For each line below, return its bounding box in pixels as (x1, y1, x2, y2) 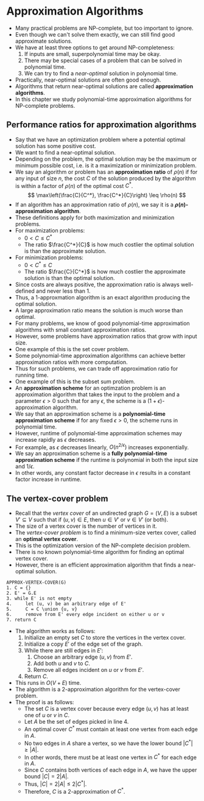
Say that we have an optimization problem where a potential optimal (15, 136, 186, 143)
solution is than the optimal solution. (24, 274, 115, 281)
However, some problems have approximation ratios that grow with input (15, 332, 197, 340)
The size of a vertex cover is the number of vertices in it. (15, 522, 157, 530)
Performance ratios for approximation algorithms (6, 120, 197, 130)
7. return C (6, 617, 37, 623)
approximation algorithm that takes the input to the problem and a (15, 391, 180, 398)
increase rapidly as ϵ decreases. (15, 436, 96, 443)
